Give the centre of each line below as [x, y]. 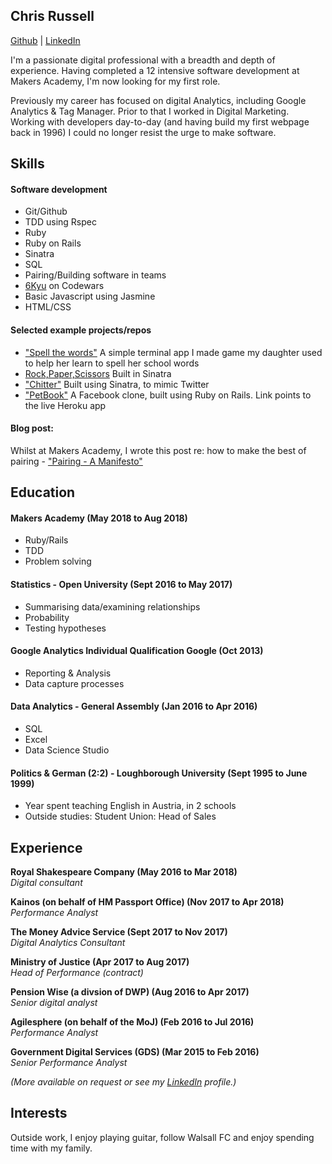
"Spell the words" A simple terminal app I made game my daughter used [173, 352]
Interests [39, 1113]
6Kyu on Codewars [64, 286]
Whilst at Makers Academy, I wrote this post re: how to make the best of [158, 450]
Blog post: [32, 428]
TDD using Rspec [60, 222]
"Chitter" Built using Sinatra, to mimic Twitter [117, 384]
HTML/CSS [48, 307]
